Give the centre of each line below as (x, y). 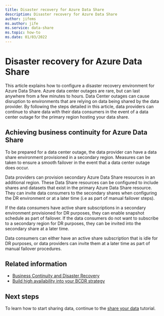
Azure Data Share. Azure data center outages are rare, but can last (72, 91)
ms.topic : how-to (23, 32)
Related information (36, 264)
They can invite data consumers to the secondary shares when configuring (81, 193)
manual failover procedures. (34, 249)
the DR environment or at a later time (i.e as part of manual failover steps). (80, 198)
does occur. (17, 167)
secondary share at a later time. (37, 228)
